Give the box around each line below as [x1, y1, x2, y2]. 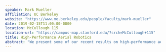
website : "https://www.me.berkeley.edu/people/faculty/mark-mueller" [5, 16, 152, 21]
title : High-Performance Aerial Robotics [5, 35, 92, 40]
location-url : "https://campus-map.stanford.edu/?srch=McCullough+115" [5, 30, 156, 35]
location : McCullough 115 [5, 26, 58, 31]
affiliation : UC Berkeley [5, 12, 58, 17]
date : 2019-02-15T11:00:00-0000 [5, 21, 72, 26]
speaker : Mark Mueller [5, 7, 52, 12]
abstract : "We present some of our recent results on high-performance [5, 40, 156, 45]
